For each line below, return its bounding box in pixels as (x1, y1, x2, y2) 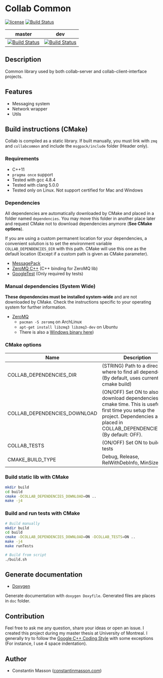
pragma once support (12, 172, 53, 177)
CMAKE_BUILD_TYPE (7, 456, 56, 463)
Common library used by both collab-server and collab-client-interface (5, 68, 147, 74)
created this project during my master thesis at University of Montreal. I (5, 630, 148, 636)
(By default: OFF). (101, 431, 143, 438)
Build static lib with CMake (5, 474, 69, 481)
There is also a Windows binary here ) (19, 329, 94, 335)
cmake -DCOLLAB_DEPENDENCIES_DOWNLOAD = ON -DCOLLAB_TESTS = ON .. (5, 535, 136, 540)
